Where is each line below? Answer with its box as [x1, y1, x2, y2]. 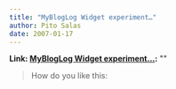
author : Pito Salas [9, 21, 82, 30]
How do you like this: [30, 70, 108, 81]
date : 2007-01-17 [9, 29, 74, 38]
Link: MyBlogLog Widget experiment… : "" [9, 54, 167, 64]
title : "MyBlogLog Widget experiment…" [9, 12, 157, 22]
